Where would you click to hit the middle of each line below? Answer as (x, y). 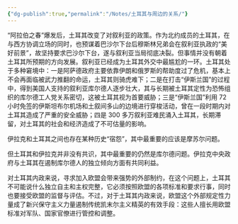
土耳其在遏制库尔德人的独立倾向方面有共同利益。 (91, 162)
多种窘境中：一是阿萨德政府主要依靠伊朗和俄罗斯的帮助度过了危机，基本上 (122, 70)
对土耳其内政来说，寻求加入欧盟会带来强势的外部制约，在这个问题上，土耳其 (119, 177)
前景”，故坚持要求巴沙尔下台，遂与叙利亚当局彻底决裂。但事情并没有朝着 (120, 52)
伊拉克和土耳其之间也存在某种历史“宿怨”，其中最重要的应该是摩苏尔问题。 (116, 138)
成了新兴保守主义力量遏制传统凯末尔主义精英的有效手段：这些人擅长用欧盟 (122, 204)
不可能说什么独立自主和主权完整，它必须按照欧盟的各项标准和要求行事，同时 (119, 186)
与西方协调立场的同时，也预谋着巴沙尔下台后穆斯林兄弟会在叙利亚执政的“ (114, 44)
